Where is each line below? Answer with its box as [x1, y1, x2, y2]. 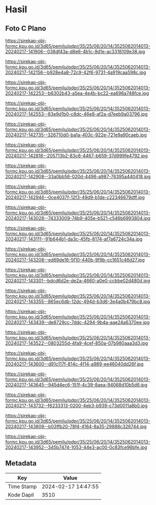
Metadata [5, 459, 37, 468]
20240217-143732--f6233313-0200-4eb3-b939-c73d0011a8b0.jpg [5, 402, 148, 409]
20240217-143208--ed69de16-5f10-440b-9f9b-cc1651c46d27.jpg [5, 257, 145, 262]
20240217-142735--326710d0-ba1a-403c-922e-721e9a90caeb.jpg [5, 132, 147, 138]
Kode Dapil [8, 491, 34, 498]
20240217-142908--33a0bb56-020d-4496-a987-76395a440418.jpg [5, 173, 151, 179]
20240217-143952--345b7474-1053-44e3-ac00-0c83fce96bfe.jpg [5, 445, 147, 450]
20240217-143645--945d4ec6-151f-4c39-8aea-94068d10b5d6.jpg [5, 382, 148, 388]
